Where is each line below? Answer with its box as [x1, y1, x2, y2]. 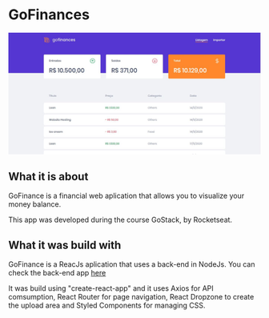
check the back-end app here [8, 268, 106, 278]
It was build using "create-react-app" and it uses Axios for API [8, 284, 214, 293]
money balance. [8, 199, 62, 209]
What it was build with [8, 238, 122, 252]
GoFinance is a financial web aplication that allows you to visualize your [8, 191, 245, 201]
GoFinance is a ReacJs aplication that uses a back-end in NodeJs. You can [8, 260, 255, 269]
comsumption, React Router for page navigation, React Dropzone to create [8, 292, 255, 302]
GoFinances [8, 6, 90, 24]
